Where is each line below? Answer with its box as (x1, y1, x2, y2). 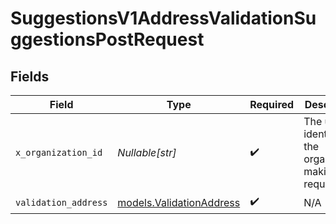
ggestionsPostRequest (10, 28, 205, 51)
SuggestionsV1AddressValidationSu (10, 7, 317, 30)
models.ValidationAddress (117, 195, 241, 209)
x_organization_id (15, 147, 103, 158)
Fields (10, 68, 50, 85)
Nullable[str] (117, 146, 177, 159)
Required (249, 98, 295, 111)
